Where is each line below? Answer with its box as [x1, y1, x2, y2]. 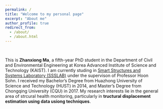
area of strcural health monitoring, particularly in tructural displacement [5, 93, 151, 99]
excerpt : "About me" [5, 16, 47, 21]
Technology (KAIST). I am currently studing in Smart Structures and [5, 67, 141, 73]
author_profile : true [5, 20, 49, 26]
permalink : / [5, 7, 32, 12]
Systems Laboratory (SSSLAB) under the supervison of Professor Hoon [5, 73, 149, 78]
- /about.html [9, 35, 38, 39]
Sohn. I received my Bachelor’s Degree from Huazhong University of [5, 77, 143, 83]
